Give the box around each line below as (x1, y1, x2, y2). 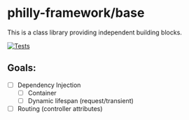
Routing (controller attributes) (17, 104, 103, 113)
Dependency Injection (17, 81, 81, 89)
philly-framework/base (7, 5, 145, 21)
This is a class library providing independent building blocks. (7, 28, 182, 36)
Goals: (7, 62, 36, 74)
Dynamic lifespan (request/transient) (27, 96, 134, 105)
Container (27, 88, 57, 97)
